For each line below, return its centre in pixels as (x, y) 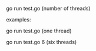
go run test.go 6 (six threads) (42, 42)
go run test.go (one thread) (39, 31)
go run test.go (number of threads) (48, 8)
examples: (19, 19)
